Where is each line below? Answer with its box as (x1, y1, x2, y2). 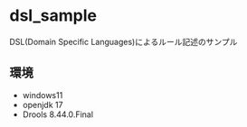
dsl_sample (9, 5, 98, 26)
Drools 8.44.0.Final (22, 109, 93, 120)
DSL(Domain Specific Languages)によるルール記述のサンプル (9, 36, 238, 47)
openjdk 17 (22, 99, 63, 110)
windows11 (22, 89, 63, 100)
